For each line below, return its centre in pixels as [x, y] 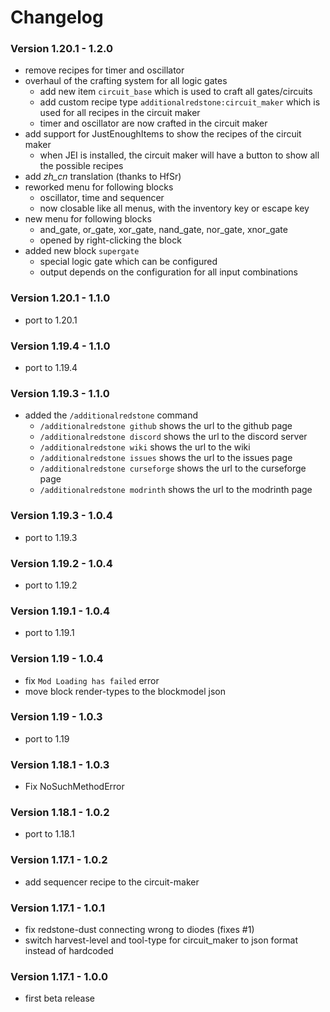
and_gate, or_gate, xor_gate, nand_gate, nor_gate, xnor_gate [163, 230]
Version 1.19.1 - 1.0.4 [60, 611]
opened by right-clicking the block [110, 240]
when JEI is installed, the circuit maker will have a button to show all [179, 155]
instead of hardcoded [69, 951]
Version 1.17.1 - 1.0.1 [57, 908]
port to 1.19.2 [51, 585]
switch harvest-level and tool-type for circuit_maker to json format [161, 940]
